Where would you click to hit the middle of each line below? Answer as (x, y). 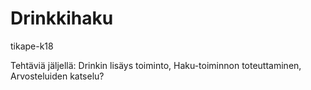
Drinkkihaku (62, 18)
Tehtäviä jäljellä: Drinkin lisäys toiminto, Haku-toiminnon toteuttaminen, (156, 65)
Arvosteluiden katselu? (57, 76)
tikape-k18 (32, 46)
